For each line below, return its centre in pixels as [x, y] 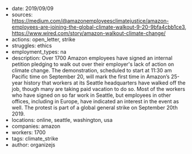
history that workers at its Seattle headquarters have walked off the [104, 83]
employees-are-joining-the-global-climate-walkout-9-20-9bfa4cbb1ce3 [98, 27]
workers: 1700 [29, 132]
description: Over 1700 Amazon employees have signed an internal [92, 58]
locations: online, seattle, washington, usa [62, 120]
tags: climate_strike [35, 139]
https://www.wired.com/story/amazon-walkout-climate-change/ [89, 33]
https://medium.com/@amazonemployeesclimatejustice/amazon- [90, 21]
